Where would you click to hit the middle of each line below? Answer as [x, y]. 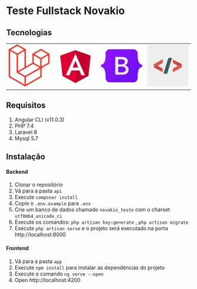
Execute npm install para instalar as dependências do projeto [90, 267]
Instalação [26, 157]
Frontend [18, 248]
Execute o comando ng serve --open [59, 274]
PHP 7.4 [24, 126]
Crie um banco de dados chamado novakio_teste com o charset [92, 210]
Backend [17, 172]
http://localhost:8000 [40, 235]
